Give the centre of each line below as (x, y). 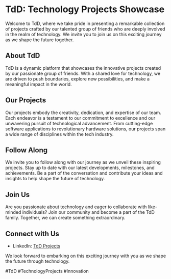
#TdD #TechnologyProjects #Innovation (47, 271)
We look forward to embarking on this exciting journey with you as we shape (86, 256)
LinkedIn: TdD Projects (36, 246)
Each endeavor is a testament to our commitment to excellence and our (80, 118)
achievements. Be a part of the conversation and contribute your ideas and (84, 173)
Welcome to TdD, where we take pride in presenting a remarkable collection (85, 23)
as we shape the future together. (40, 40)
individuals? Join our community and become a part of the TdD (88, 212)
